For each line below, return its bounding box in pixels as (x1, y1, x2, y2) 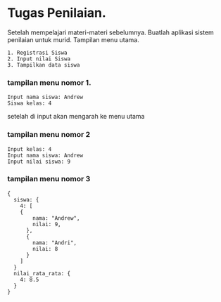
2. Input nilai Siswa (7, 55, 71, 63)
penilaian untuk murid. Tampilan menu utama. (7, 35, 139, 44)
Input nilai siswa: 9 (7, 158, 71, 165)
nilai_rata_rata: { (13, 270, 71, 277)
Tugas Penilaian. (7, 5, 107, 21)
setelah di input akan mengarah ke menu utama (7, 112, 145, 121)
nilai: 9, (32, 221, 61, 228)
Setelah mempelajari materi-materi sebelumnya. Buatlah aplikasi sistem (7, 28, 215, 37)
